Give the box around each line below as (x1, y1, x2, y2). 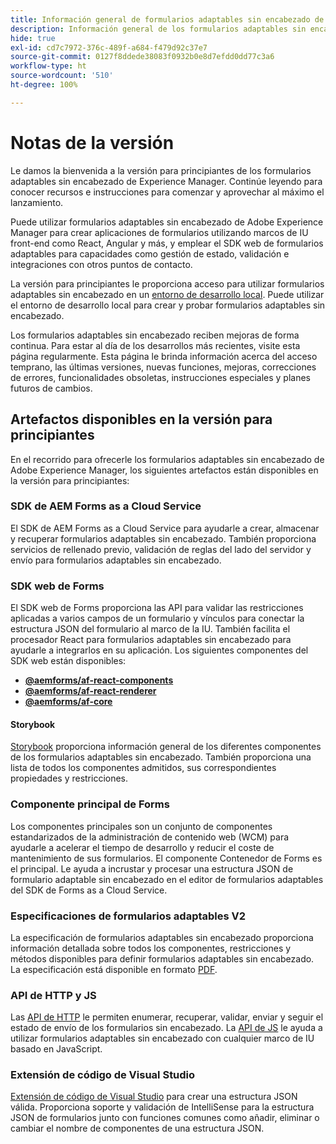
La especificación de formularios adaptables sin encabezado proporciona (10, 931, 314, 943)
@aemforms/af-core (24, 696, 113, 708)
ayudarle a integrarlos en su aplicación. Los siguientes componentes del (10, 644, 309, 656)
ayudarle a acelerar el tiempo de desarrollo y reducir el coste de (10, 841, 275, 853)
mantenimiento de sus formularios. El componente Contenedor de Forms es (10, 852, 323, 864)
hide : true (10, 33, 56, 43)
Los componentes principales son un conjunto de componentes (10, 820, 273, 832)
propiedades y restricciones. (10, 772, 129, 785)
